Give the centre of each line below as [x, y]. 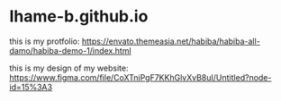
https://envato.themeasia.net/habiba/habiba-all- [171, 41]
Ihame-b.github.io [79, 17]
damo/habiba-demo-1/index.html [71, 50]
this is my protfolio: [45, 41]
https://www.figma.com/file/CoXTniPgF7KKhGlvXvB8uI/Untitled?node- [140, 77]
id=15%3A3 [31, 87]
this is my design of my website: [69, 68]
